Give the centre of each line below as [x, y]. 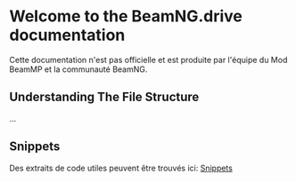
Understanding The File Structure [104, 97]
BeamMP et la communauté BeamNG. [78, 69]
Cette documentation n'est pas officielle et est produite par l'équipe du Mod [148, 59]
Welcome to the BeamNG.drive [126, 16]
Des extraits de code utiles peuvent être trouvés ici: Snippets [121, 168]
